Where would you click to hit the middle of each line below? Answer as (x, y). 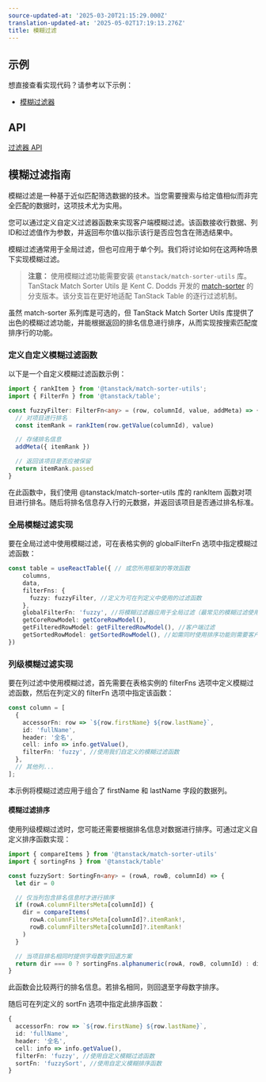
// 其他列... (35, 767)
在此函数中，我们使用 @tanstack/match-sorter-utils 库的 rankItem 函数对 (127, 492)
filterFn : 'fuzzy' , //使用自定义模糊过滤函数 (85, 1056)
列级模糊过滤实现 (41, 664)
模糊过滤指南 (40, 175)
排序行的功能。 (32, 332)
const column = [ (37, 708)
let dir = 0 (35, 883)
